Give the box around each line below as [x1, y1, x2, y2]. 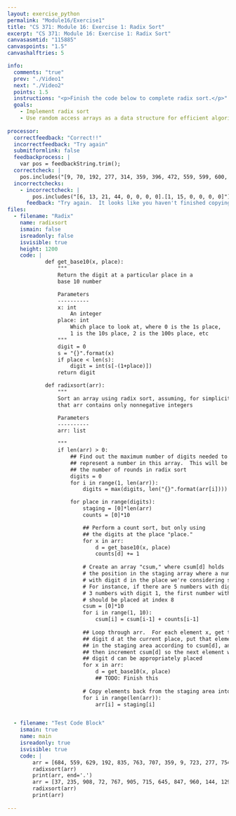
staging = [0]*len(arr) [82, 505, 152, 512]
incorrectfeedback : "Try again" [13, 141, 109, 148]
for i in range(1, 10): [82, 609, 152, 616]
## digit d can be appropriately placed [82, 655, 202, 662]
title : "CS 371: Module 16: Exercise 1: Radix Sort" [7, 23, 165, 30]
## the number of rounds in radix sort [70, 466, 188, 473]
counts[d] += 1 [95, 550, 140, 558]
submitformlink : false [13, 147, 80, 155]
